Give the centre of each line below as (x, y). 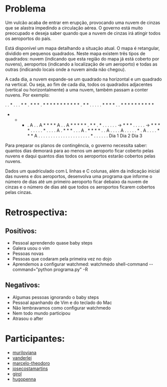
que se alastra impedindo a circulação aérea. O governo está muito (74, 27)
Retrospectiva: (36, 212)
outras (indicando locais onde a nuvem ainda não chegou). (66, 69)
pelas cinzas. (19, 192)
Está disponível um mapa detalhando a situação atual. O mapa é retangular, (83, 48)
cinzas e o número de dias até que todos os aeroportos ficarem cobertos (80, 187)
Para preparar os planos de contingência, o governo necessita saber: (76, 145)
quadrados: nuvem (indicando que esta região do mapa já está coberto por (82, 58)
